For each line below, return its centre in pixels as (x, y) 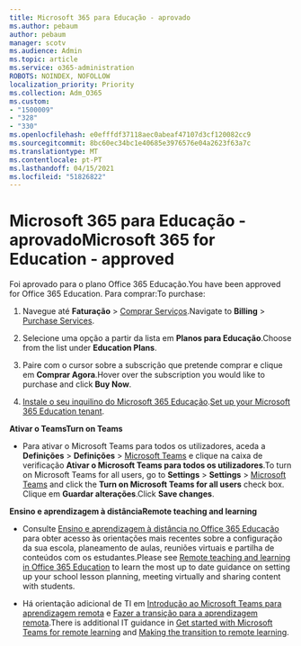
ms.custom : (30, 101)
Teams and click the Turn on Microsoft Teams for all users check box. (153, 484)
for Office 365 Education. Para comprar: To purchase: (107, 294)
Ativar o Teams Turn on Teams (66, 429)
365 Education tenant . (63, 411)
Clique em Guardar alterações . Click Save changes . (118, 494)
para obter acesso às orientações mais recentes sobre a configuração (152, 538)
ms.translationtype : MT (54, 151)
